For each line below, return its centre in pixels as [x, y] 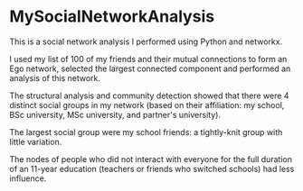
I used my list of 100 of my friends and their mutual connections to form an [148, 59]
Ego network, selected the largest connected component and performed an [150, 68]
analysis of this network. [55, 77]
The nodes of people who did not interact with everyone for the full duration [151, 159]
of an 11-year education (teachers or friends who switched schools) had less [152, 168]
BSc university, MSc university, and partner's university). [115, 114]
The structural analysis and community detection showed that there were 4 [149, 95]
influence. [28, 178]
